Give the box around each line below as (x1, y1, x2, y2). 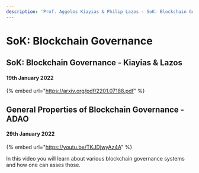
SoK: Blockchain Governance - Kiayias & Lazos (6, 57, 182, 68)
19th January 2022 (6, 74, 54, 81)
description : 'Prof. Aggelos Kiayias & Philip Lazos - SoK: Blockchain (6, 8, 187, 15)
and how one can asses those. (6, 161, 81, 168)
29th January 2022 (6, 130, 55, 137)
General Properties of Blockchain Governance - (6, 104, 185, 114)
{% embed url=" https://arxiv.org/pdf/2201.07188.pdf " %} (6, 87, 145, 95)
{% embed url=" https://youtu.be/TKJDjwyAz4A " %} (6, 143, 133, 150)
